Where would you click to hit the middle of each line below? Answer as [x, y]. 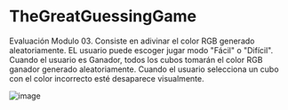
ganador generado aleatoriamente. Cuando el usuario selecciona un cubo [144, 69]
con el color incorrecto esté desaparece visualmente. [107, 78]
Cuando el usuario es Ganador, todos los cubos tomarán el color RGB [136, 59]
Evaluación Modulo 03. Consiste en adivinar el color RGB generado [132, 41]
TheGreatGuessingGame [103, 16]
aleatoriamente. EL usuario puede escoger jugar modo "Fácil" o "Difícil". [141, 50]
